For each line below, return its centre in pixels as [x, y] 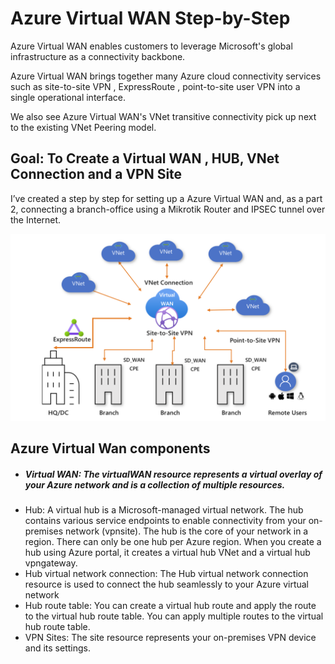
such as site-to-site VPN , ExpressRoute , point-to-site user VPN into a [155, 86]
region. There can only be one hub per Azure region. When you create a [173, 542]
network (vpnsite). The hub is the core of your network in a [187, 531]
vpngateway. [51, 563]
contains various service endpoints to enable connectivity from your [165, 521]
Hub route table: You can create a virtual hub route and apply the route [170, 606]
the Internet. [36, 219]
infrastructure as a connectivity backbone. [98, 56]
